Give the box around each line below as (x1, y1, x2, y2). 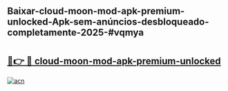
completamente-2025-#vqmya (7, 27, 144, 38)
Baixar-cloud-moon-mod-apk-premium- (7, 5, 185, 17)
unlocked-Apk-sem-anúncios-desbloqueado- (7, 16, 209, 28)
